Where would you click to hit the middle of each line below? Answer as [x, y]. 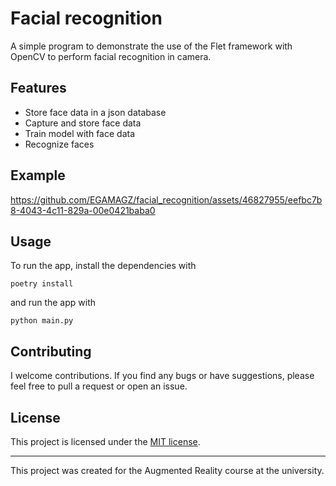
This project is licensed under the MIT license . [105, 441]
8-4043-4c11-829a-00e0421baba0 [83, 210]
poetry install [42, 284]
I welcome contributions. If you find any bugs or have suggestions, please [162, 376]
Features [38, 88]
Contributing [51, 351]
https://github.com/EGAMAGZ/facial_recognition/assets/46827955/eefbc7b [166, 199]
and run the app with [53, 303]
